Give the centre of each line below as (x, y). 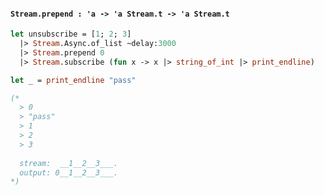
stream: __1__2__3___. (68, 163)
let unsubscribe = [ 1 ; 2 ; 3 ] (71, 34)
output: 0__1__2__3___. (68, 172)
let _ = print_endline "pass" (73, 80)
